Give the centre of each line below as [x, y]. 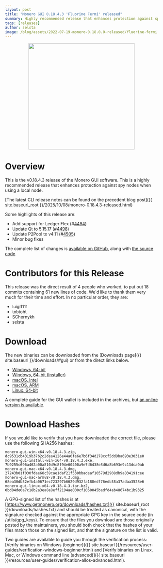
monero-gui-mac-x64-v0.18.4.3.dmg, [41, 469]
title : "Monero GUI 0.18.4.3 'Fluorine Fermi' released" [64, 14]
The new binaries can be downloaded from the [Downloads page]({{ [73, 355]
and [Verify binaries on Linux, [124, 550]
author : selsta [20, 28]
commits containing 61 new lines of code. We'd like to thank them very [75, 292]
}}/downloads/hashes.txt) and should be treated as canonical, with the [75, 509]
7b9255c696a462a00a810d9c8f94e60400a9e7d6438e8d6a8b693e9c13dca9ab [75, 465]
